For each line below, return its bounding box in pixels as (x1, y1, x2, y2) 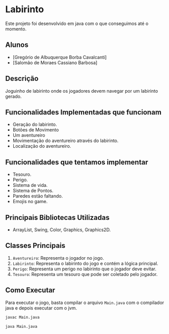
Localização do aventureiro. (12, 143, 71, 149)
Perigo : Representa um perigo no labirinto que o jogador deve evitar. (12, 266, 157, 272)
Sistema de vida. (12, 182, 48, 188)
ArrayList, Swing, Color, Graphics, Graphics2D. (12, 227, 111, 233)
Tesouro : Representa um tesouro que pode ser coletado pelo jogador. (12, 271, 158, 277)
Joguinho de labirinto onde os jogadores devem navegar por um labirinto (5, 88, 158, 94)
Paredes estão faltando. (12, 193, 63, 199)
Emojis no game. (12, 199, 48, 205)
